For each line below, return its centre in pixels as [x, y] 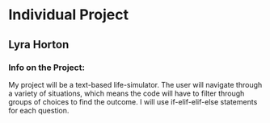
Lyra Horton [39, 45]
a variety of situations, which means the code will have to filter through [127, 93]
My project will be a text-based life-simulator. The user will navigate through [135, 84]
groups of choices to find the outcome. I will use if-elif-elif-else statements [133, 101]
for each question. [39, 110]
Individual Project [69, 15]
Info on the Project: [46, 68]
